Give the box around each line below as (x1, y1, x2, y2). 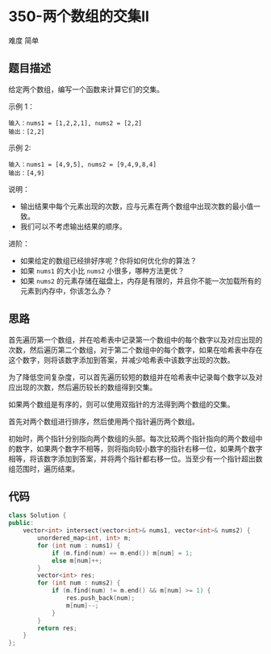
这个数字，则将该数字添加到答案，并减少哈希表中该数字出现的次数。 (8, 355, 235, 364)
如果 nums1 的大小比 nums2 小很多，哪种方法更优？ (19, 265, 186, 275)
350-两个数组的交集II (8, 7, 150, 26)
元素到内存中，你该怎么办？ (19, 285, 113, 295)
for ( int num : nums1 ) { (37, 541, 121, 549)
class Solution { (8, 511, 67, 520)
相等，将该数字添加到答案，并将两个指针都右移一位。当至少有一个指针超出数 (8, 453, 263, 464)
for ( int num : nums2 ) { (37, 579, 121, 587)
